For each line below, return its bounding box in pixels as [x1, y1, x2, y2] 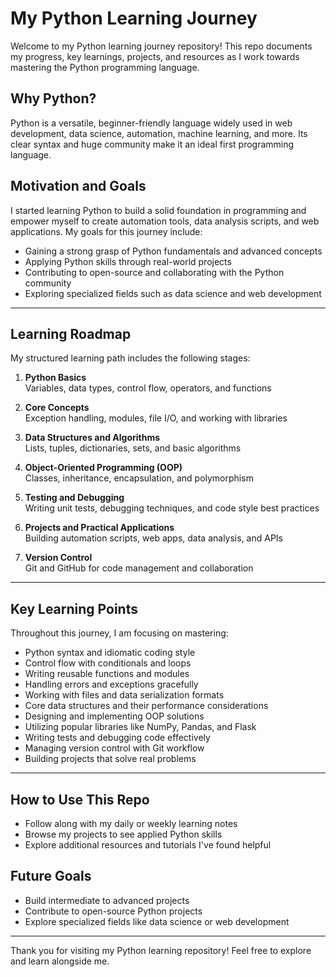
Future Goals [10, 868, 92, 885]
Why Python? [10, 90, 97, 107]
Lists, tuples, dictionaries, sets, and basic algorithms [24, 442, 242, 454]
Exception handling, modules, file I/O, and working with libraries [24, 412, 288, 424]
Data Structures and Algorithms [24, 432, 161, 444]
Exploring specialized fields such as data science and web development [24, 287, 322, 299]
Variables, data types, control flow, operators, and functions [24, 382, 272, 394]
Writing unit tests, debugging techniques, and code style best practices [24, 502, 320, 514]
